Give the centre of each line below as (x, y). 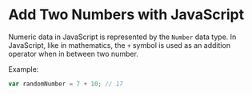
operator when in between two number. (73, 53)
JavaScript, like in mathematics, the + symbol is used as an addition (119, 45)
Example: (24, 69)
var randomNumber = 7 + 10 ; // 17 (66, 84)
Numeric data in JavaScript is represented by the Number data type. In (122, 37)
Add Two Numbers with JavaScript (126, 15)
